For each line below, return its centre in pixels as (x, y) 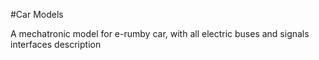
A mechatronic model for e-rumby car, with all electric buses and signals (160, 33)
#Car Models (37, 14)
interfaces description (56, 44)
